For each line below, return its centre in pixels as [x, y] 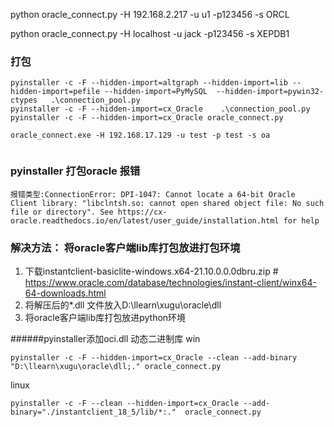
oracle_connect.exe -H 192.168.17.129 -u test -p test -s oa [140, 135]
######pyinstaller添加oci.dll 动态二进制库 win [105, 338]
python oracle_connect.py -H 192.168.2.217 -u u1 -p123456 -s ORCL [150, 14]
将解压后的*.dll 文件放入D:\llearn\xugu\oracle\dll [123, 305]
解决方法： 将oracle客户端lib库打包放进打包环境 [125, 247]
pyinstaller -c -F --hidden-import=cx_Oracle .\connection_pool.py [160, 109]
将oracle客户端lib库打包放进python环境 [105, 317]
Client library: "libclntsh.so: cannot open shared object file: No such [167, 203]
